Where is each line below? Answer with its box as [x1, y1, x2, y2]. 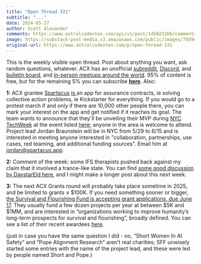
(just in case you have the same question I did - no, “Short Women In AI [6, 232, 182, 239]
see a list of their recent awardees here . [6, 220, 105, 227]
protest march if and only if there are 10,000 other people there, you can [6, 102, 184, 109]
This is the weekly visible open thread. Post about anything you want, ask [6, 58, 187, 66]
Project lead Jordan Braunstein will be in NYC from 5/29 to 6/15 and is [6, 127, 178, 135]
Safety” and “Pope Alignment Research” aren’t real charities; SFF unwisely [6, 238, 190, 245]
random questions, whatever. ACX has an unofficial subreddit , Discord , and [6, 65, 191, 72]
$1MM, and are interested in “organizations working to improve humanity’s [6, 208, 189, 215]
